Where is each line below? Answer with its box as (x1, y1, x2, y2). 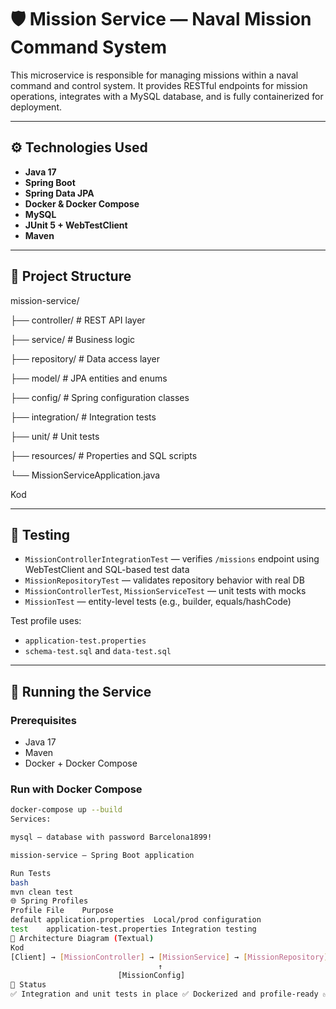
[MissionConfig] (117, 971, 186, 981)
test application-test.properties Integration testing (10, 924, 257, 935)
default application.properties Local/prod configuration (10, 915, 262, 925)
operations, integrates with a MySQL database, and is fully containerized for (10, 90, 324, 102)
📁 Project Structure (10, 268, 132, 285)
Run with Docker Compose (10, 782, 143, 796)
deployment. (10, 101, 62, 113)
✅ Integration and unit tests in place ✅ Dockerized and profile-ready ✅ (10, 989, 330, 1000)
